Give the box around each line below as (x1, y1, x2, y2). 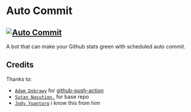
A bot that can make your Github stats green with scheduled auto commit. (6, 43, 186, 50)
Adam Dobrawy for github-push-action (14, 87, 104, 94)
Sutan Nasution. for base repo (14, 93, 89, 100)
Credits (6, 60, 34, 70)
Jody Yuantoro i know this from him (14, 99, 101, 106)
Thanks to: (6, 75, 33, 83)
